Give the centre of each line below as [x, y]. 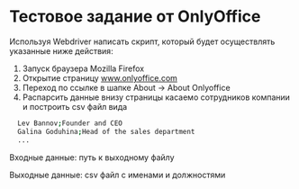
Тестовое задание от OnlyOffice [135, 17]
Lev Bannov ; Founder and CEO [70, 123]
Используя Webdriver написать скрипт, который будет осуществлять [142, 41]
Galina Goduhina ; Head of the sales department [106, 131]
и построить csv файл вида [75, 106]
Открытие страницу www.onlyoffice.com [100, 77]
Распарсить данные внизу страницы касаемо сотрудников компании [156, 97]
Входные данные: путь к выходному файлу [92, 157]
